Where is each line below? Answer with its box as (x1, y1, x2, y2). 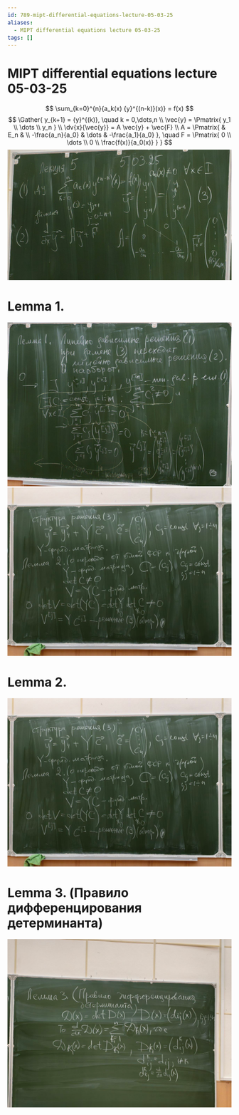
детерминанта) (7, 915, 103, 931)
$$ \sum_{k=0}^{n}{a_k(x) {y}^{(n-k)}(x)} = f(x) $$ (45, 104, 194, 113)
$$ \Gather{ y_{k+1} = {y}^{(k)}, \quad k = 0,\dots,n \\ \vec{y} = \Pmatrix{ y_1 (8, 115, 231, 124)
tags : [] (7, 34, 33, 41)
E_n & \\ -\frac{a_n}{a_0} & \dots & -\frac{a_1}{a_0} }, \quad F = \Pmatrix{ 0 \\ (7, 130, 232, 139)
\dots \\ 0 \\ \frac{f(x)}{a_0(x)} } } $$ (66, 138, 173, 147)
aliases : (7, 19, 33, 26)
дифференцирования (7, 900, 142, 916)
